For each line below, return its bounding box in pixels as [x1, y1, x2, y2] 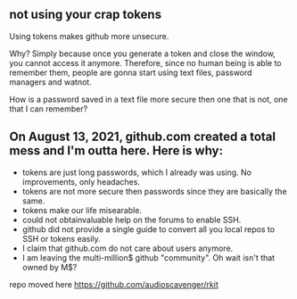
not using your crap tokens [9, 7, 162, 22]
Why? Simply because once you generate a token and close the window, [9, 48, 276, 59]
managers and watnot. [9, 76, 92, 87]
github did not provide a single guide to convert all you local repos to [21, 223, 275, 235]
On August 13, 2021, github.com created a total [9, 129, 276, 145]
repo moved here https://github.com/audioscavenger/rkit [9, 278, 219, 289]
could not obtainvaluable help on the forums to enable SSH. [21, 214, 242, 225]
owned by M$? [21, 262, 78, 272]
